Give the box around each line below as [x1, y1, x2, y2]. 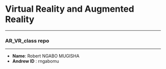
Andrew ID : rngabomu [12, 58, 59, 64]
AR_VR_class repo [5, 37, 49, 44]
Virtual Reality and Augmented [5, 3, 134, 15]
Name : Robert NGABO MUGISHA [12, 53, 80, 59]
